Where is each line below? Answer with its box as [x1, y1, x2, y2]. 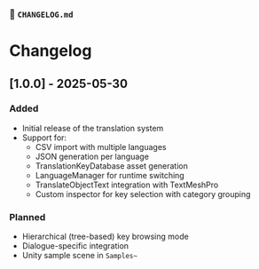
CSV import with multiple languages [35, 141, 167, 152]
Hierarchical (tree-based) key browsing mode [21, 231, 189, 242]
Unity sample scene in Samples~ [21, 250, 137, 261]
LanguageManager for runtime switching [35, 170, 184, 180]
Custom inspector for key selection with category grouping [35, 188, 251, 199]
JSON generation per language [35, 151, 149, 162]
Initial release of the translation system [21, 123, 164, 133]
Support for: [21, 132, 67, 143]
